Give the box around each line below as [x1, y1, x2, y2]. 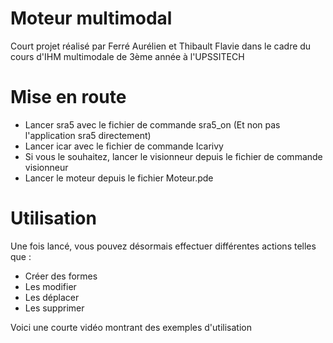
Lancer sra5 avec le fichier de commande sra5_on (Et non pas [24, 118, 281, 131]
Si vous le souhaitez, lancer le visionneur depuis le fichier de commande [24, 150, 323, 162]
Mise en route [10, 86, 127, 109]
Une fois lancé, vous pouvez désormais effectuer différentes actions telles [10, 240, 317, 252]
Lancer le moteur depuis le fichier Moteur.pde [24, 172, 214, 184]
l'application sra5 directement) [24, 129, 152, 141]
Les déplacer [24, 291, 80, 303]
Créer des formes [24, 270, 98, 282]
